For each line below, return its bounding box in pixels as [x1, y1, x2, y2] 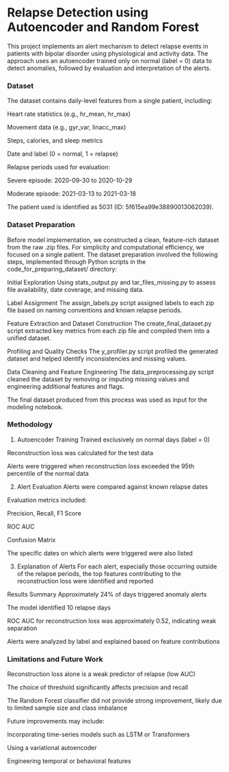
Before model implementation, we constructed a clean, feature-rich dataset [7, 235, 219, 244]
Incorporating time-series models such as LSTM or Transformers [7, 730, 190, 738]
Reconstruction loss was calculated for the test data [7, 448, 154, 457]
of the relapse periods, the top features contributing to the [16, 569, 181, 577]
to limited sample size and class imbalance [7, 704, 128, 712]
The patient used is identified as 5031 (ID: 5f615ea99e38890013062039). [7, 203, 214, 211]
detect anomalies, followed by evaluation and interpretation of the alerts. [7, 64, 212, 72]
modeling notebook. [7, 402, 64, 411]
